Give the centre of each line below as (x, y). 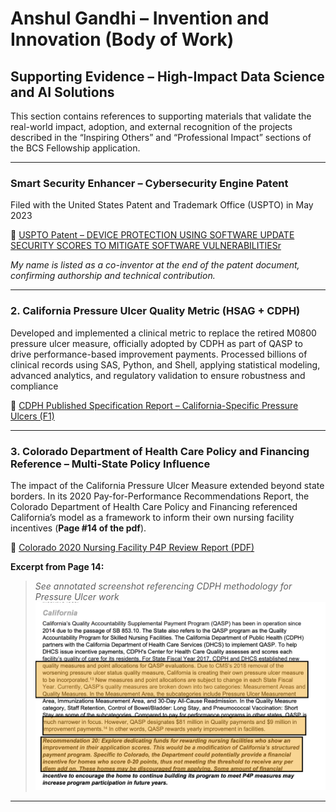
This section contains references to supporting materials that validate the (161, 116)
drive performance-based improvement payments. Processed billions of (159, 354)
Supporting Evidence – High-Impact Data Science (167, 76)
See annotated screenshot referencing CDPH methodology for (163, 586)
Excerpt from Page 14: (57, 566)
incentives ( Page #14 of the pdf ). (78, 528)
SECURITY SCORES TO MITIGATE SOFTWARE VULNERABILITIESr (146, 246)
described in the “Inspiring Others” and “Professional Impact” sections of (161, 137)
